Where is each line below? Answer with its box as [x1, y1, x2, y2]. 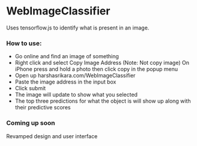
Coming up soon [6, 119, 55, 127]
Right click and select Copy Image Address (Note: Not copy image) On [14, 59, 189, 67]
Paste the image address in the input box [14, 78, 117, 85]
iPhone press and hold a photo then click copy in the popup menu [14, 65, 178, 73]
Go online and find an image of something [14, 53, 119, 60]
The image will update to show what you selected [14, 91, 138, 99]
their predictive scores [14, 104, 71, 111]
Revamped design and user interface [6, 132, 98, 139]
